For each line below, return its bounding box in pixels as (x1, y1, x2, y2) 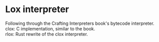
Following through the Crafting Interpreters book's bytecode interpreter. (5, 20, 155, 26)
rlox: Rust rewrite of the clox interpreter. (5, 31, 88, 37)
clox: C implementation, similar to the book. (5, 25, 95, 31)
